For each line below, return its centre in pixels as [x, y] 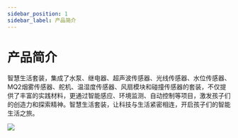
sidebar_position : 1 [38, 14]
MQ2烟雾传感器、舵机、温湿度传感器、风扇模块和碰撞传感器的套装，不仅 [114, 87]
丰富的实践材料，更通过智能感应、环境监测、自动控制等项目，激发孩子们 [125, 96]
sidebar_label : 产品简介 [42, 20]
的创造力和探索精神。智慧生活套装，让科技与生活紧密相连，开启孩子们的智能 [119, 105]
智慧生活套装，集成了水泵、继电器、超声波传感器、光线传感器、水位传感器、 [119, 78]
